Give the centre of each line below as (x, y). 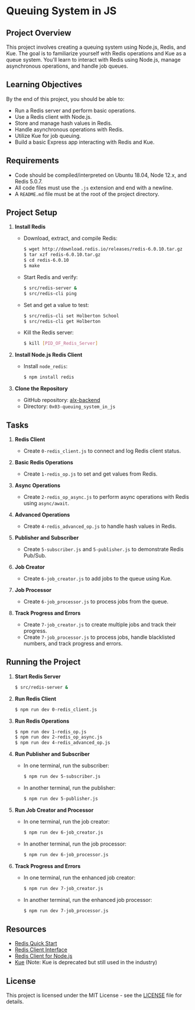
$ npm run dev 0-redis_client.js (56, 710)
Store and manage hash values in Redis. (63, 123)
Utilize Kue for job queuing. (48, 135)
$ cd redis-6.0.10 (46, 260)
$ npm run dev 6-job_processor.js (66, 854)
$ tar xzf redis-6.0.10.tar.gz (62, 255)
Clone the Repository (41, 389)
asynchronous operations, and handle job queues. (67, 66)
